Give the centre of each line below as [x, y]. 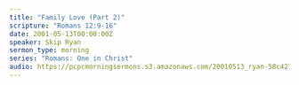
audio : [21, 67]
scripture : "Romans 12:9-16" [63, 26]
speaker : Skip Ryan [45, 42]
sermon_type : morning [49, 50]
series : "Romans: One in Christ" [71, 58]
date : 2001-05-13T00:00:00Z [61, 34]
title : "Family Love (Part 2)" [67, 17]
